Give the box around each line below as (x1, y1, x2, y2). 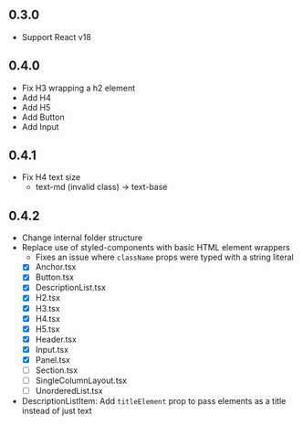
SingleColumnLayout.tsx (35, 375, 128, 386)
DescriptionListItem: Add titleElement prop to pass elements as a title (21, 396, 287, 407)
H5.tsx (35, 324, 60, 335)
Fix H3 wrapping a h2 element (21, 82, 136, 93)
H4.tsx (35, 313, 61, 324)
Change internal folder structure (21, 232, 143, 243)
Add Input (21, 121, 59, 132)
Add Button (21, 112, 65, 122)
